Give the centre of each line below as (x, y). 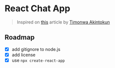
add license (23, 55)
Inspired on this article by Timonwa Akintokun (63, 22)
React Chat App (38, 9)
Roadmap (20, 37)
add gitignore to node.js (36, 49)
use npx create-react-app (38, 60)
